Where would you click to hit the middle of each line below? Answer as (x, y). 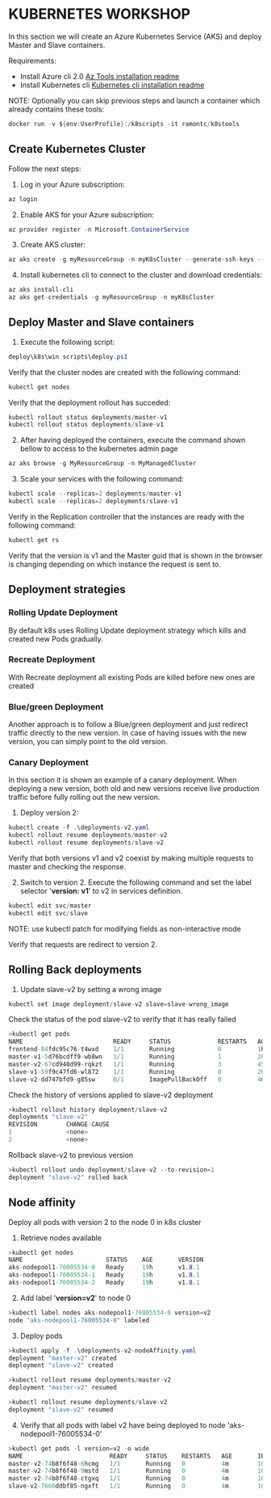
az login (23, 199)
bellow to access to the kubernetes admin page (99, 448)
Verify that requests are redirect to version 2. (83, 944)
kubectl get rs (34, 540)
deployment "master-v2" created (63, 1358)
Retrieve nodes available (61, 1238)
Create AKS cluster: (53, 245)
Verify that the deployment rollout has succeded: (90, 402)
